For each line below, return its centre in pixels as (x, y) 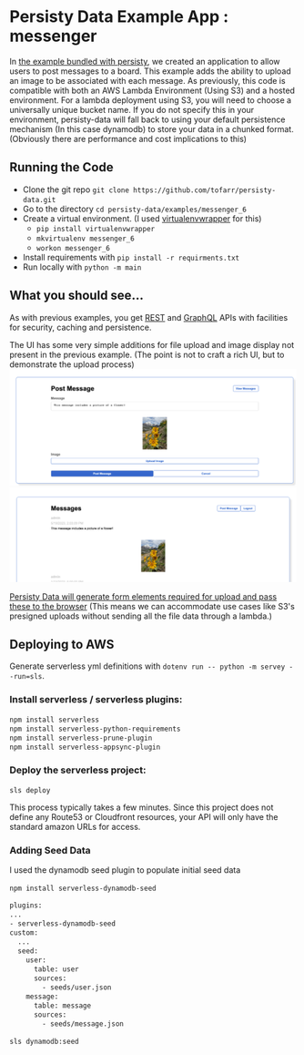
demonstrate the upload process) (72, 364)
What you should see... (76, 296)
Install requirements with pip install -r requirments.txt (131, 257)
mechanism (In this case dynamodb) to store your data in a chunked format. (152, 128)
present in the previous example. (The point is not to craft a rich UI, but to (147, 354)
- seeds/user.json (77, 988)
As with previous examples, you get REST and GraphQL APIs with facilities (149, 317)
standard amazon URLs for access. (75, 827)
